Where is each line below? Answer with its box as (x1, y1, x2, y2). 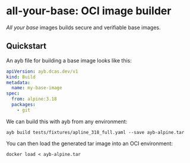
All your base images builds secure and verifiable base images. (6, 24, 161, 31)
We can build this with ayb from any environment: (6, 118, 128, 125)
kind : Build (6, 74, 36, 80)
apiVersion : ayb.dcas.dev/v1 (6, 68, 78, 74)
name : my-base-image (11, 85, 62, 91)
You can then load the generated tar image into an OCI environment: (6, 140, 173, 147)
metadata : (6, 79, 31, 86)
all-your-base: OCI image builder (6, 4, 172, 18)
